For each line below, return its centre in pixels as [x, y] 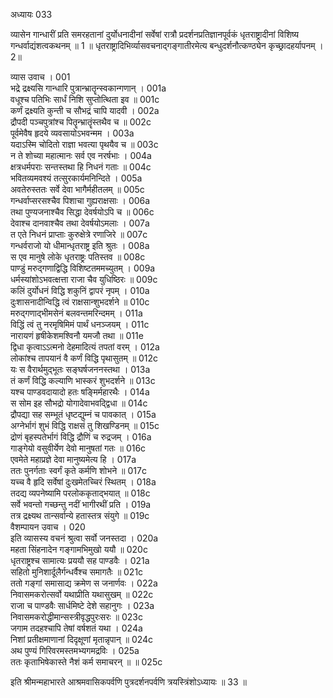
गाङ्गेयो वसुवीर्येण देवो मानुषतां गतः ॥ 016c [78, 448]
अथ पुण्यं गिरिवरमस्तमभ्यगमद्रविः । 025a [75, 650]
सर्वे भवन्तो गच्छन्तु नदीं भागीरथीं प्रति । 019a [81, 504]
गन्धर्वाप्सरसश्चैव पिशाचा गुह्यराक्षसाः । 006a [80, 200]
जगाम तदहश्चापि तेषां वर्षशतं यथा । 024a [76, 628]
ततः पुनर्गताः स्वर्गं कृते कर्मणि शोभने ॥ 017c [78, 470]
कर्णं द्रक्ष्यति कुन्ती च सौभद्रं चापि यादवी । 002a [85, 110]
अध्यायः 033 [31, 14]
